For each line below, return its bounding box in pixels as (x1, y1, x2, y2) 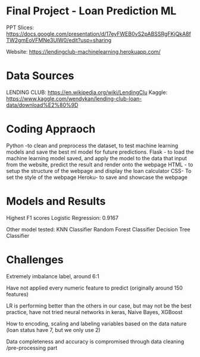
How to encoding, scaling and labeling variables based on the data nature (6, 320, 187, 327)
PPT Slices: (6, 24, 35, 31)
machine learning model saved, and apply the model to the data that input (6, 154, 187, 162)
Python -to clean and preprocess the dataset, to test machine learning (6, 142, 179, 149)
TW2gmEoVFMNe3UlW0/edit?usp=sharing (6, 36, 112, 44)
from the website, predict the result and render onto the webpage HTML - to (6, 161, 193, 168)
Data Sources (6, 69, 74, 83)
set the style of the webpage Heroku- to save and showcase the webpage (6, 173, 188, 181)
